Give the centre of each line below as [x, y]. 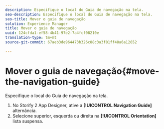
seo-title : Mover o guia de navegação [45, 19]
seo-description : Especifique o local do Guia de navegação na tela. [79, 14]
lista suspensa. [28, 121]
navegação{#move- [117, 71]
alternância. [25, 111]
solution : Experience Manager [37, 24]
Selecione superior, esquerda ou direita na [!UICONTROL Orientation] [84, 116]
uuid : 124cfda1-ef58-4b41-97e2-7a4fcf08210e [52, 33]
